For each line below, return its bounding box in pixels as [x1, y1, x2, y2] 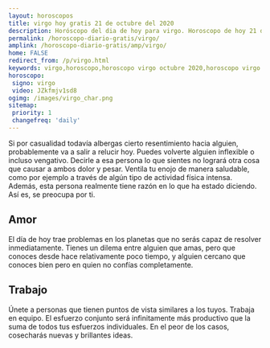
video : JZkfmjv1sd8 [11, 86, 78, 95]
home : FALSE [8, 49, 48, 57]
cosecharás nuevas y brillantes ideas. [8, 330, 133, 340]
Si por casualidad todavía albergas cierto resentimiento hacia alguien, [8, 138, 239, 148]
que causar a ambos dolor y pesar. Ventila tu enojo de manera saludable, [8, 164, 250, 174]
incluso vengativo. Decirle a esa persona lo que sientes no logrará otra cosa [8, 155, 260, 165]
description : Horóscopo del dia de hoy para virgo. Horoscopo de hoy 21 [8, 27, 257, 35]
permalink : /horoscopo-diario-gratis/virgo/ [8, 34, 160, 43]
